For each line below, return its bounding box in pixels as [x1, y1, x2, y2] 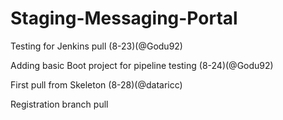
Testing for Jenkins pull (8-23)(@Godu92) [10, 40, 183, 52]
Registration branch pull [10, 98, 109, 110]
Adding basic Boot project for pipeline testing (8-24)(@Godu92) [10, 59, 274, 71]
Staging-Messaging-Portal [10, 7, 238, 30]
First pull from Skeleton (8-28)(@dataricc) [10, 78, 183, 91]
